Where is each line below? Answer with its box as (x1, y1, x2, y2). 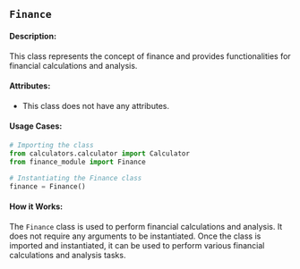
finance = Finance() (9, 181, 87, 191)
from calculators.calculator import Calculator (9, 148, 191, 158)
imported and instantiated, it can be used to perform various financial (9, 240, 265, 250)
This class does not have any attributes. (21, 100, 170, 111)
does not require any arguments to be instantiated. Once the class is (9, 231, 261, 241)
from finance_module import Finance (9, 157, 146, 166)
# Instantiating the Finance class (9, 173, 142, 182)
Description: (9, 30, 56, 41)
